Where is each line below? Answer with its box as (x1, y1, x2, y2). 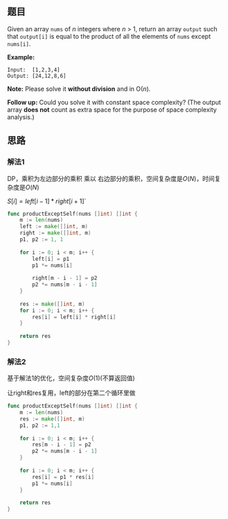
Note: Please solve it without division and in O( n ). (7, 85, 151, 93)
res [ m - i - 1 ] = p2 (32, 441, 91, 448)
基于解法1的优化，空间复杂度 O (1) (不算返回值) (7, 374, 135, 382)
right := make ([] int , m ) (19, 230, 91, 237)
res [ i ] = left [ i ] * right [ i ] (32, 314, 116, 321)
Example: (7, 53, 35, 61)
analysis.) (7, 112, 35, 121)
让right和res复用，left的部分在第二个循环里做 (7, 389, 136, 397)
